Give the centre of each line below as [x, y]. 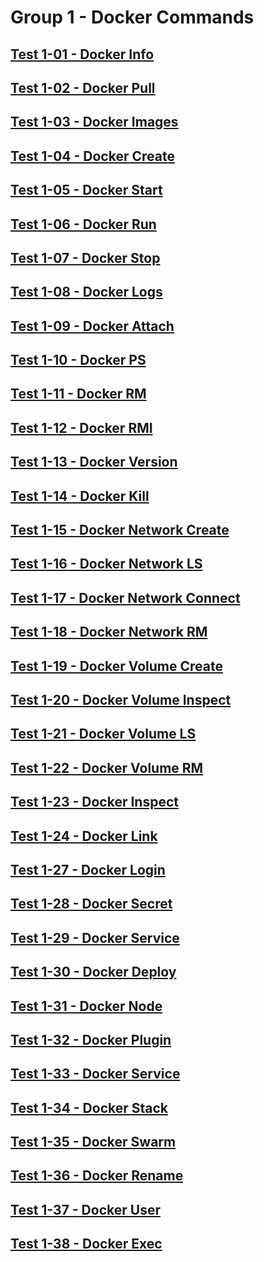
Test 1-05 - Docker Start [86, 190]
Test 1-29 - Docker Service [95, 937]
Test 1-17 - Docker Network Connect [125, 597]
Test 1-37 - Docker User [85, 1209]
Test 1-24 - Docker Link [84, 836]
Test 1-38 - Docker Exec [86, 1244]
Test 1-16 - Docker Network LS [106, 564]
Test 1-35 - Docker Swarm [93, 1142]
